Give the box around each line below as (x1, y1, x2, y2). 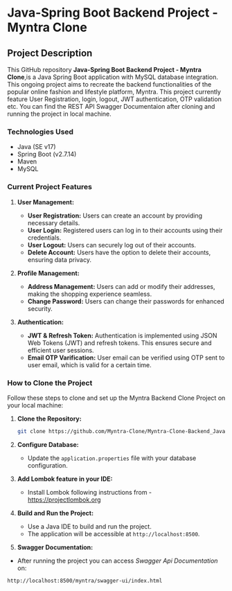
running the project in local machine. (7, 109, 112, 118)
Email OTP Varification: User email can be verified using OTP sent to (27, 353, 225, 362)
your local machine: (7, 400, 64, 409)
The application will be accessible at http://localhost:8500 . (27, 529, 200, 538)
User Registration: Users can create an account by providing (27, 211, 203, 220)
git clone (17, 427, 46, 434)
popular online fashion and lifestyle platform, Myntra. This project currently (7, 88, 222, 96)
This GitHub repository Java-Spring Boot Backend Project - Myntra (7, 66, 202, 73)
